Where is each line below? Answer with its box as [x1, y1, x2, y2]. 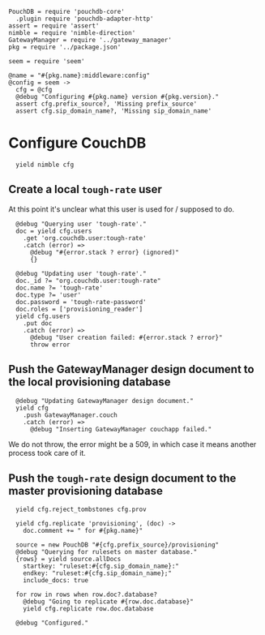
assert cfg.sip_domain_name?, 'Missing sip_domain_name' [15, 107, 212, 115]
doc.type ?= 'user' [15, 290, 82, 299]
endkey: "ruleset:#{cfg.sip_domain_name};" [23, 569, 173, 577]
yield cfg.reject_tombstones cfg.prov [15, 505, 147, 514]
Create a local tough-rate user [8, 182, 162, 196]
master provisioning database [8, 483, 164, 498]
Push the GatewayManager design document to [8, 363, 254, 376]
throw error [29, 341, 71, 349]
